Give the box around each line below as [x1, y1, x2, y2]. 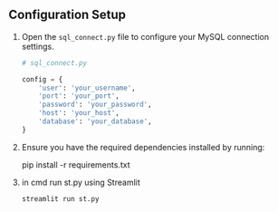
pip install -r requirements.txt [21, 159, 130, 170]
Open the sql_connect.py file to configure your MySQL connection [21, 31, 269, 42]
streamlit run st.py [21, 194, 100, 203]
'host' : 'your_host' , [38, 109, 120, 118]
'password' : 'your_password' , [38, 100, 152, 110]
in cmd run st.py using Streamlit [21, 177, 141, 188]
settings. [21, 41, 55, 52]
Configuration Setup [8, 7, 127, 23]
